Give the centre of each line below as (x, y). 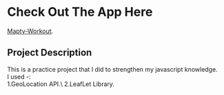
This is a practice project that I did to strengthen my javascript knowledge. (113, 69)
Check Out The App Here (80, 12)
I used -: (19, 76)
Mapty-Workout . (30, 31)
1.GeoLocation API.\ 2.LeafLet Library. (61, 84)
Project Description (50, 53)
